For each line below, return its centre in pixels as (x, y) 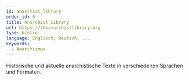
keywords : (18, 44)
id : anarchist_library (34, 11)
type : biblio (22, 33)
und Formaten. (24, 72)
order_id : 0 (20, 17)
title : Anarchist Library (37, 22)
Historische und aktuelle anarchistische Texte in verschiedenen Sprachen (94, 66)
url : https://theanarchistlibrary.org (53, 28)
